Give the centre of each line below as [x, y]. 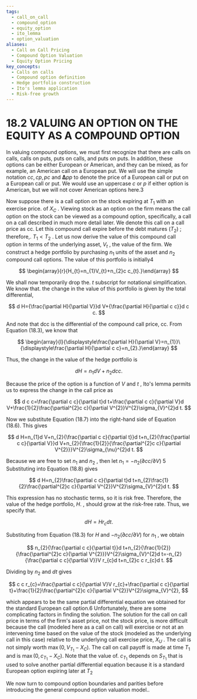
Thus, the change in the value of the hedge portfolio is [72, 360]
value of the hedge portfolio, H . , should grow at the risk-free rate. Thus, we [98, 504]
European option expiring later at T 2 [49, 672]
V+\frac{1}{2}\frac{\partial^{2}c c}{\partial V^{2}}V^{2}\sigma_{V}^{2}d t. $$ [99, 408]
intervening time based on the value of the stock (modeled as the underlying [99, 633]
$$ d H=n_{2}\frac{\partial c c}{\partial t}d [80, 480]
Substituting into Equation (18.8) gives [52, 469]
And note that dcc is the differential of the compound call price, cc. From [94, 324]
